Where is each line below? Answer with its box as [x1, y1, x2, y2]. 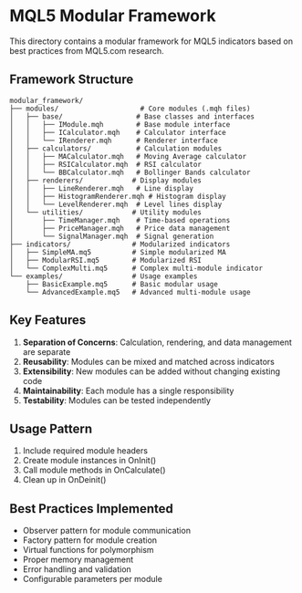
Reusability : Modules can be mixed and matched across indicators [22, 356, 276, 367]
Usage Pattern [9, 421, 93, 436]
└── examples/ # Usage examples [9, 271, 198, 281]
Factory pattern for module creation [22, 535, 158, 546]
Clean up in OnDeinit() [22, 474, 107, 485]
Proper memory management [22, 554, 134, 566]
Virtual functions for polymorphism [22, 545, 154, 556]
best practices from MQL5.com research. [9, 45, 164, 56]
